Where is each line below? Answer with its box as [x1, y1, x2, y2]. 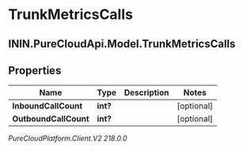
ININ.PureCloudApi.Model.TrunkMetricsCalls [8, 37, 236, 51]
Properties [8, 63, 62, 77]
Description [123, 87, 169, 98]
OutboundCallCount [12, 113, 89, 124]
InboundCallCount [12, 100, 83, 111]
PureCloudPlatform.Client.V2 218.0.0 [8, 134, 128, 143]
